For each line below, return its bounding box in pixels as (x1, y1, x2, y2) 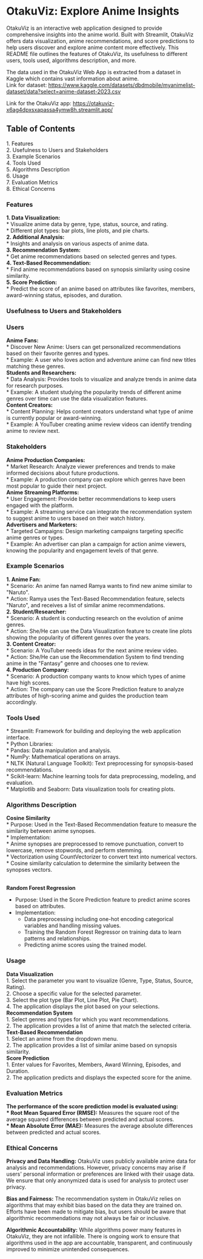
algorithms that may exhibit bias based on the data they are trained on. (6, 1202, 183, 1209)
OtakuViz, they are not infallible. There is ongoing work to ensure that (6, 1233, 180, 1240)
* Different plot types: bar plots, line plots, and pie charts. (6, 227, 150, 235)
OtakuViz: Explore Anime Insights (6, 4, 180, 18)
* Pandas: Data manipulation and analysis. (6, 747, 111, 754)
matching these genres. (6, 363, 65, 370)
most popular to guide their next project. (6, 482, 107, 489)
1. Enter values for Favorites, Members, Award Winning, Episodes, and (6, 1061, 181, 1068)
